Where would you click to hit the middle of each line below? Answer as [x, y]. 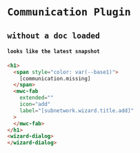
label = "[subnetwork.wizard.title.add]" [77, 110]
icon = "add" [35, 105]
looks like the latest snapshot [53, 52]
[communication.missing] [55, 78]
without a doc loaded [53, 35]
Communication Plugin [69, 12]
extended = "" [37, 98]
